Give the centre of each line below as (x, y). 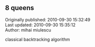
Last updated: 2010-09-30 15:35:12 (40, 25)
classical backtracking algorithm (38, 39)
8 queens (19, 8)
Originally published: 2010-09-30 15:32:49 (48, 19)
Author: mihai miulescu (28, 30)
